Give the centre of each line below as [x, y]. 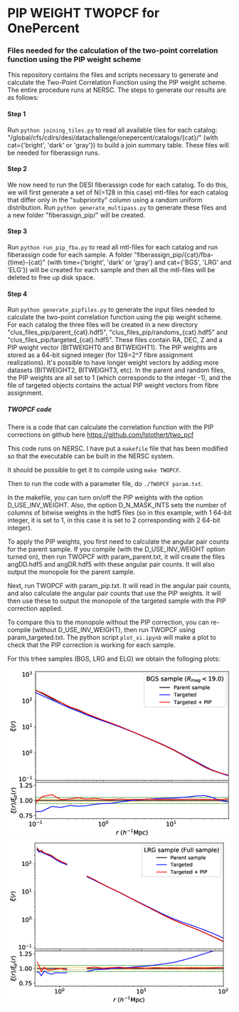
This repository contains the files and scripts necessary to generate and [113, 75]
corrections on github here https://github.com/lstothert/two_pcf [101, 435]
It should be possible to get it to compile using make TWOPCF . [94, 470]
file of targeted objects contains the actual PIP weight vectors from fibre [113, 386]
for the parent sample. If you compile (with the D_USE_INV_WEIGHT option [116, 549]
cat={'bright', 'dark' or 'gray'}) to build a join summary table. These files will [118, 145]
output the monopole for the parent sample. [71, 572]
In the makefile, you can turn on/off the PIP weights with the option [105, 497]
